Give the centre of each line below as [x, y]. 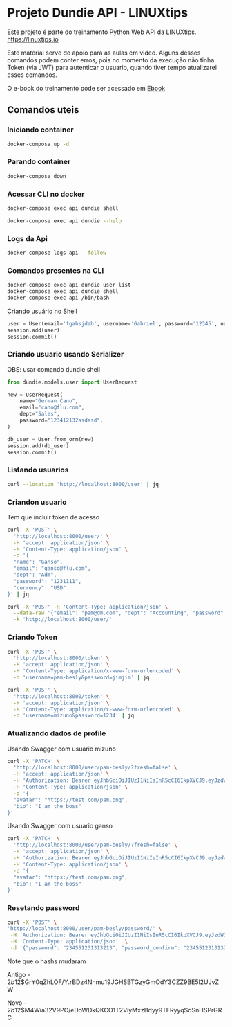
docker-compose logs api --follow [57, 253]
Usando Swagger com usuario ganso [60, 826]
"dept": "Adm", [35, 575]
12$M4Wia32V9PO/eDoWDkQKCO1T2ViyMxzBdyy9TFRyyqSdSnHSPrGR [118, 1010]
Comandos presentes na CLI [56, 270]
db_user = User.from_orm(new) [51, 439]
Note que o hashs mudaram [47, 961]
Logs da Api [28, 238]
